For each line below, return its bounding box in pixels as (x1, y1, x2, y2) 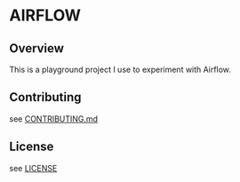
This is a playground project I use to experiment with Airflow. (9, 64, 231, 75)
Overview (9, 41, 65, 56)
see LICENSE (9, 162, 58, 173)
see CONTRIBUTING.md (9, 113, 99, 124)
